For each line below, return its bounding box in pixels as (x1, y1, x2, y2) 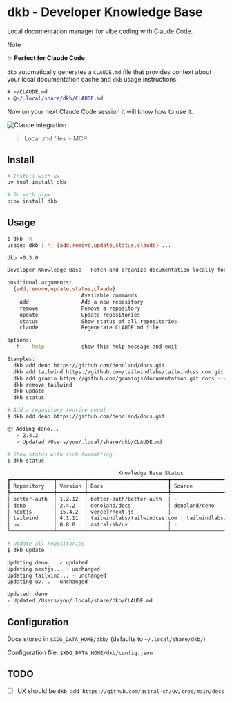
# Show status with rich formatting (7, 451, 113, 458)
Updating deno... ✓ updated (7, 559, 88, 566)
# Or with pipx (7, 192, 51, 198)
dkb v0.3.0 (7, 254, 39, 261)
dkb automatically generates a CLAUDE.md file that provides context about (7, 67, 212, 76)
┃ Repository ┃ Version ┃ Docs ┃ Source (7, 483, 193, 490)
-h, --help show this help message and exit (13, 343, 177, 350)
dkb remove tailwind (13, 381, 72, 388)
